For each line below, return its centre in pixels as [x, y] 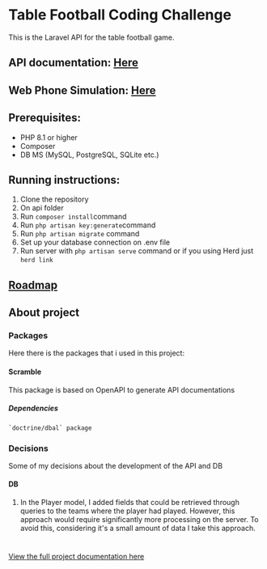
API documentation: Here [74, 63]
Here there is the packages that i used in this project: [96, 353]
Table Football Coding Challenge [120, 15]
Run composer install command [73, 217]
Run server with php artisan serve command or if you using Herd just [137, 251]
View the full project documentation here [76, 557]
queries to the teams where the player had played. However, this [127, 511]
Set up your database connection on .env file [95, 242]
